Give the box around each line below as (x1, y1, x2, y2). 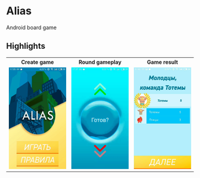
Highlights (6, 41, 46, 51)
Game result (146, 58, 179, 66)
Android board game (6, 24, 57, 31)
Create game (21, 58, 54, 66)
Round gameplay (78, 58, 122, 66)
